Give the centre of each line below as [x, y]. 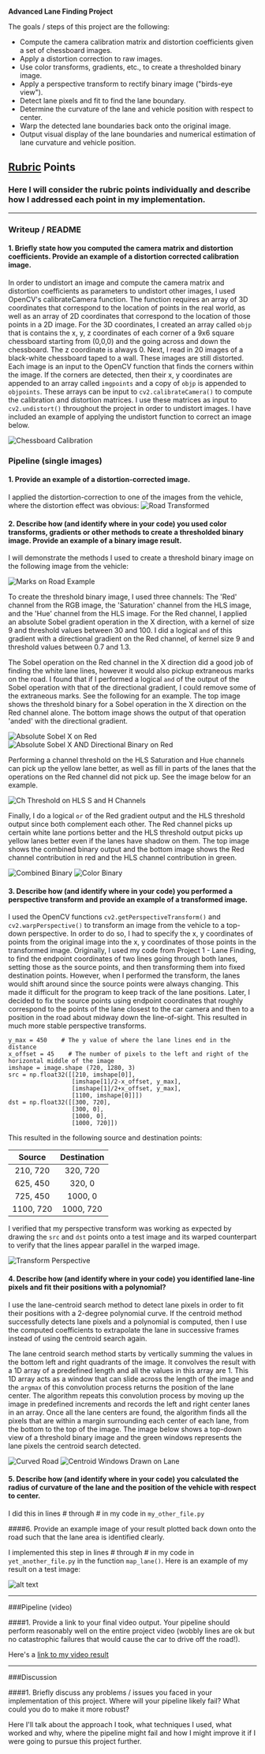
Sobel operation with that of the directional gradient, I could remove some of [132, 688]
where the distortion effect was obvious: [74, 505]
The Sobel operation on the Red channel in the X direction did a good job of [131, 663]
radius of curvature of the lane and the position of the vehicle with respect [132, 1487]
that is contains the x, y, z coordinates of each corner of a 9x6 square [121, 333]
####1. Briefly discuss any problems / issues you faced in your [110, 1692]
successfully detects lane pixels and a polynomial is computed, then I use [127, 1322]
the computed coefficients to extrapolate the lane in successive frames [123, 1330]
